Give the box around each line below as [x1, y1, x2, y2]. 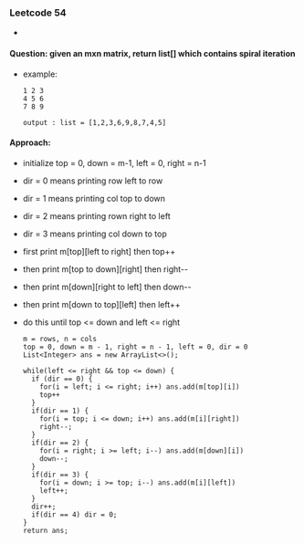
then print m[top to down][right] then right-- [22, 263, 189, 275]
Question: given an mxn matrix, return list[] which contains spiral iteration [9, 47, 296, 58]
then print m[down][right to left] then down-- [22, 281, 192, 292]
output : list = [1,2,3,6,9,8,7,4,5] [22, 118, 167, 127]
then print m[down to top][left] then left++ [22, 298, 181, 309]
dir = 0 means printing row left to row [22, 175, 163, 186]
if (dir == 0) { [31, 374, 93, 383]
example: [22, 68, 58, 79]
